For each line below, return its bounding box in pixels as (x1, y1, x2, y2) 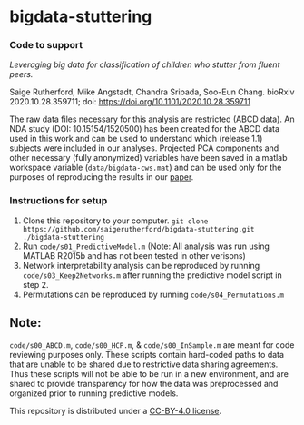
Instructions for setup (9, 194, 108, 207)
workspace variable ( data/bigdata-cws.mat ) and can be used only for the (9, 162, 282, 173)
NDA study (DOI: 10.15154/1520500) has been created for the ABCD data (9, 124, 279, 134)
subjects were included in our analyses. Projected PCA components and (9, 143, 279, 153)
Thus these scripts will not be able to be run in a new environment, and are (9, 368, 289, 379)
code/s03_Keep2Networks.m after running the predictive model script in (22, 270, 283, 281)
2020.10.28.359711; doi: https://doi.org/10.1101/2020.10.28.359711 (9, 96, 251, 107)
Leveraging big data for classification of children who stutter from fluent (9, 59, 280, 70)
